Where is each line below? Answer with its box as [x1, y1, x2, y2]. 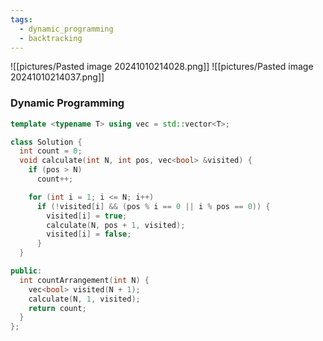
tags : [10, 14, 33, 25]
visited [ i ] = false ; [46, 229, 132, 240]
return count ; [28, 303, 87, 313]
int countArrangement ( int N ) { [19, 275, 150, 285]
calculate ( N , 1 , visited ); [28, 294, 141, 304]
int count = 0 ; [19, 146, 83, 156]
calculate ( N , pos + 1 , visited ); [46, 220, 186, 230]
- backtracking [19, 33, 83, 43]
